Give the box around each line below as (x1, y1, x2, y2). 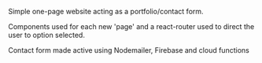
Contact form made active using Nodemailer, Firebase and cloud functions (8, 46, 249, 54)
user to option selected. (8, 31, 85, 39)
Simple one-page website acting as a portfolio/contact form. (8, 7, 204, 16)
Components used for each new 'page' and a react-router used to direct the (8, 22, 255, 31)
